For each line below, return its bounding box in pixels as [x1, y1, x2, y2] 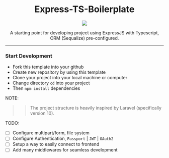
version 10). [30, 110, 54, 117]
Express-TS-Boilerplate [34, 4, 135, 15]
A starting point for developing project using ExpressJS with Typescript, [10, 29, 159, 36]
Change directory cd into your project [12, 80, 90, 86]
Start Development [5, 52, 53, 59]
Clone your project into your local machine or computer [12, 75, 127, 81]
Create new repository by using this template [12, 69, 106, 75]
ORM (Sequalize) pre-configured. [50, 35, 119, 41]
